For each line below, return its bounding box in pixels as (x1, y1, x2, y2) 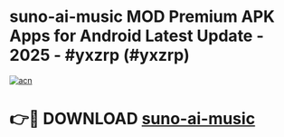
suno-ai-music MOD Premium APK (9, 6, 276, 27)
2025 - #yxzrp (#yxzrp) (9, 45, 190, 65)
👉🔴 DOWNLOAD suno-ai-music (9, 109, 256, 129)
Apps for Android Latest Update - (9, 25, 264, 46)
